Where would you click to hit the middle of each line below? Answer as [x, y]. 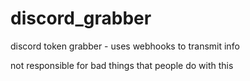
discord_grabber [81, 18]
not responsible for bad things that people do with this [122, 65]
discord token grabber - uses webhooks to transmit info [125, 46]
